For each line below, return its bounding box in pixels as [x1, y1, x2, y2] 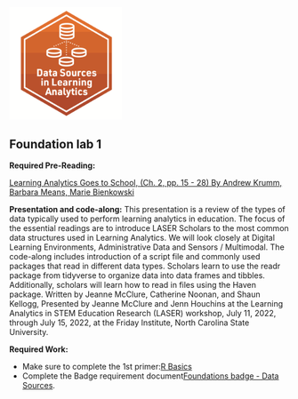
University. [9, 327, 49, 338]
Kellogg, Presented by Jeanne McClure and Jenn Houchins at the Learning [9, 299, 284, 309]
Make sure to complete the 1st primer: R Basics [21, 362, 193, 372]
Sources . [21, 380, 56, 391]
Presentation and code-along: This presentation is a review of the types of [9, 204, 286, 215]
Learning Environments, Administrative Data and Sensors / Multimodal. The [9, 242, 285, 252]
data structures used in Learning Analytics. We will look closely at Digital [9, 233, 276, 243]
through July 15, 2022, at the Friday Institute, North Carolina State [9, 317, 250, 328]
